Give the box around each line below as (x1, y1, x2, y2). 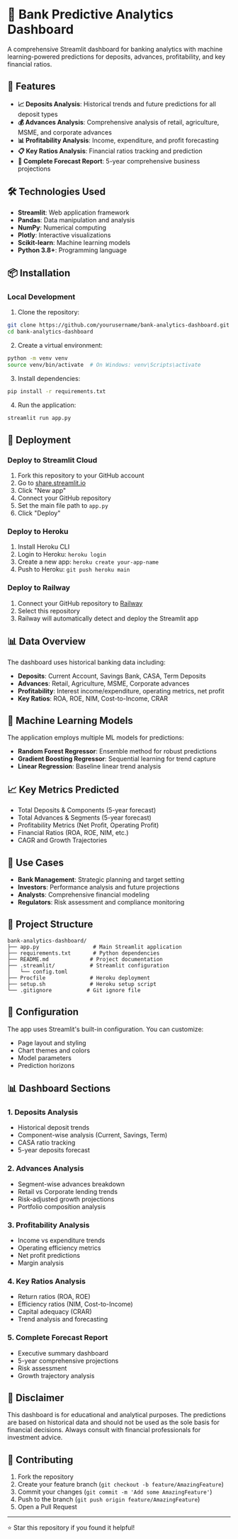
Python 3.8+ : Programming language (17, 246, 127, 254)
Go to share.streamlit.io (17, 479, 86, 487)
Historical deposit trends (17, 1123, 90, 1132)
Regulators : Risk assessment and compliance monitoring (17, 898, 185, 907)
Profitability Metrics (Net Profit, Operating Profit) (17, 821, 159, 829)
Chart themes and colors (17, 1046, 91, 1055)
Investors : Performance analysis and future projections (17, 883, 180, 892)
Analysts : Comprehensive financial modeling (17, 890, 150, 899)
